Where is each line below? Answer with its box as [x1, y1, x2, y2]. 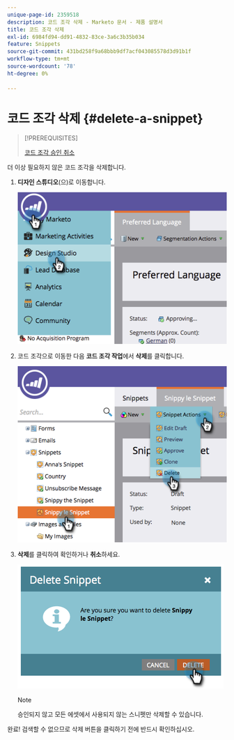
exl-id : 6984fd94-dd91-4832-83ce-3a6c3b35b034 [7, 33, 145, 40]
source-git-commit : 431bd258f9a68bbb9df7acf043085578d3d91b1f [7, 48, 192, 55]
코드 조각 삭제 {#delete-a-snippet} [7, 110, 203, 126]
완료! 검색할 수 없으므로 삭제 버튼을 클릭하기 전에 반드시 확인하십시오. [7, 725, 195, 734]
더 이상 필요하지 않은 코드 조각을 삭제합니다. [7, 163, 127, 172]
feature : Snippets [7, 40, 61, 48]
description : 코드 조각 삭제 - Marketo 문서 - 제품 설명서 [7, 18, 163, 26]
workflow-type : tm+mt [7, 56, 70, 63]
